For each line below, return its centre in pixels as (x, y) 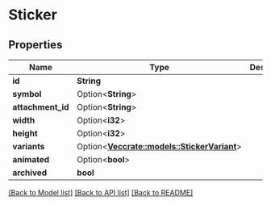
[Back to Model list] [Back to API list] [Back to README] (101, 192)
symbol (27, 94)
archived (30, 173)
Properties (35, 45)
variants (29, 146)
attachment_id (41, 107)
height (25, 133)
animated (31, 159)
